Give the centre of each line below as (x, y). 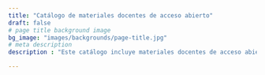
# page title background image (60, 30)
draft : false (30, 23)
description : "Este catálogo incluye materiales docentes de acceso (125, 52)
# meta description (40, 45)
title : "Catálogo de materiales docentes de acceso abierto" (111, 15)
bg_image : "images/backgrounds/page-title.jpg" (88, 37)
